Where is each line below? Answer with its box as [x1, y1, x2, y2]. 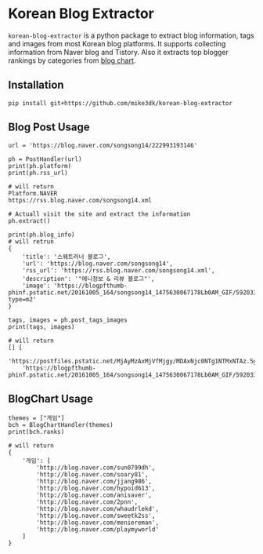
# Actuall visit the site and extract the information [8, 210, 191, 218]
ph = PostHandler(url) [8, 155, 82, 163]
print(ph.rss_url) [8, 169, 68, 177]
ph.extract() [8, 217, 51, 224]
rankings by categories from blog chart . [8, 56, 136, 65]
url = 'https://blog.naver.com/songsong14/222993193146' [8, 141, 198, 149]
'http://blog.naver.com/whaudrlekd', [36, 505, 159, 513]
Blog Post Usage [8, 121, 90, 134]
